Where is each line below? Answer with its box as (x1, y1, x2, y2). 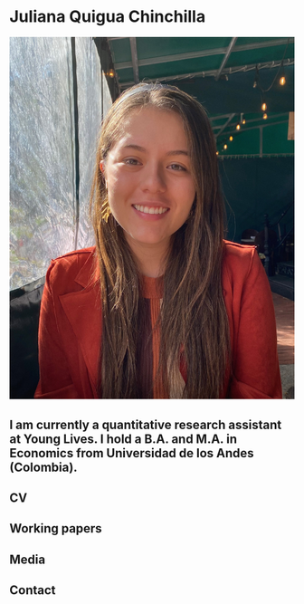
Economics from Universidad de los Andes (9, 446, 255, 461)
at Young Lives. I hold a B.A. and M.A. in (9, 431, 238, 446)
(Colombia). (9, 459, 79, 475)
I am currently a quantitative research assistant (9, 417, 282, 432)
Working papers (9, 521, 102, 536)
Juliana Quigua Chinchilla (9, 6, 206, 27)
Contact (9, 582, 56, 599)
